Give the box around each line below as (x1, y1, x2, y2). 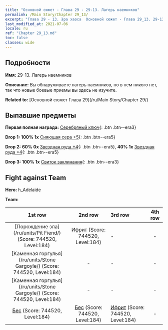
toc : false (5, 36, 28, 41)
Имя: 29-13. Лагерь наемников (5, 72, 72, 78)
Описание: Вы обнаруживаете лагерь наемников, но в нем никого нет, (5, 81, 157, 88)
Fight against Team (5, 174, 66, 182)
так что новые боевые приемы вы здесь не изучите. (5, 87, 117, 93)
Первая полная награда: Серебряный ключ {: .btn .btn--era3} (5, 124, 136, 130)
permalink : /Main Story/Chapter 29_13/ (5, 12, 88, 17)
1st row (27, 212, 46, 219)
